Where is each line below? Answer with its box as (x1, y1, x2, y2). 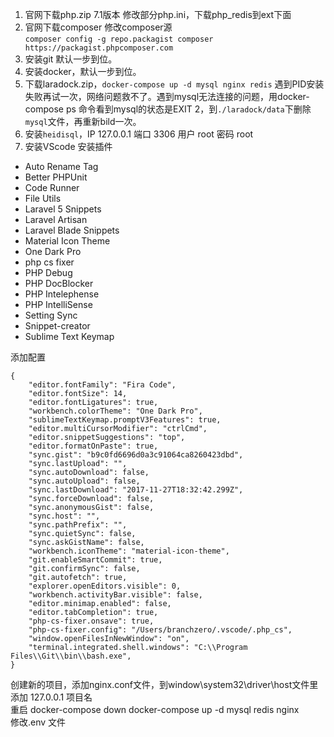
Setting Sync (24, 309, 78, 321)
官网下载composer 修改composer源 (24, 21, 173, 33)
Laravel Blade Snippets (24, 224, 120, 236)
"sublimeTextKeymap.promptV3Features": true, (28, 415, 222, 425)
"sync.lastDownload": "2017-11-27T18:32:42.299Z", (28, 485, 244, 495)
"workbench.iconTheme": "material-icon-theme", (28, 546, 230, 556)
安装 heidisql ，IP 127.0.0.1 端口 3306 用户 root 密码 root (24, 128, 254, 140)
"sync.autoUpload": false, (28, 476, 141, 486)
